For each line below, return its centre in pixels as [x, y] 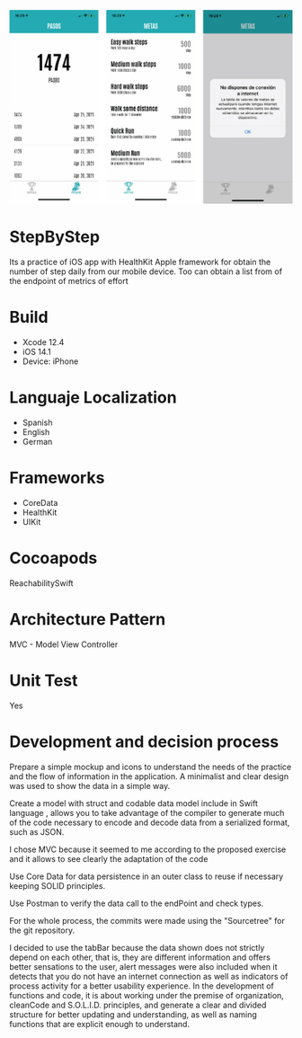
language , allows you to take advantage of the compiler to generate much [147, 812]
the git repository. [42, 930]
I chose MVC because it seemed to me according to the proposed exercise [148, 849]
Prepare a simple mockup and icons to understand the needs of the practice [151, 767]
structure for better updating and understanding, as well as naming [133, 1014]
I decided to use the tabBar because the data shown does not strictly [137, 947]
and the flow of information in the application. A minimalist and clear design [149, 776]
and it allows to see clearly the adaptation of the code [109, 858]
